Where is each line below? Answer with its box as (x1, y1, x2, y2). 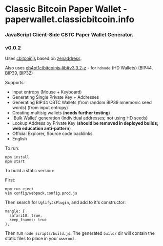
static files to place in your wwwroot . (5, 236, 76, 242)
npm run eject (5, 187, 34, 192)
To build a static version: (5, 168, 55, 174)
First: (5, 177, 16, 183)
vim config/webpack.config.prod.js (5, 191, 78, 196)
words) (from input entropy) (12, 105, 68, 111)
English (12, 136, 27, 142)
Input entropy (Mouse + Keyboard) (12, 89, 82, 95)
